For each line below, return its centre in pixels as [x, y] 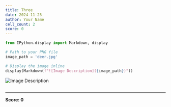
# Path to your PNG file [32, 52]
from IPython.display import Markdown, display [57, 43]
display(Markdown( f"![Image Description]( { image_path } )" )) [69, 71]
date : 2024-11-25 [24, 15]
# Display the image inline [35, 66]
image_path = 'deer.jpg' [32, 57]
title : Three [19, 10]
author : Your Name [25, 19]
